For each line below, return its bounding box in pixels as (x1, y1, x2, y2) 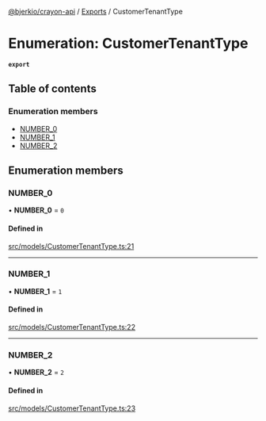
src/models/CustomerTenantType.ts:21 (8, 241, 135, 251)
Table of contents (8, 82, 97, 96)
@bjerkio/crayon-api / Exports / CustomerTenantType (8, 7, 184, 16)
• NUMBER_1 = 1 (8, 286, 63, 296)
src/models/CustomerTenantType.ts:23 (8, 404, 136, 413)
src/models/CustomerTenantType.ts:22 (8, 323, 136, 332)
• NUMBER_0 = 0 (8, 205, 65, 215)
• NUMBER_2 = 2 (8, 368, 65, 377)
